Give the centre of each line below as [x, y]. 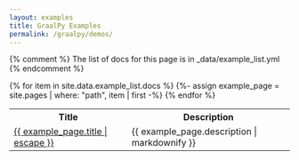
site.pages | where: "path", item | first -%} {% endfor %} [113, 95]
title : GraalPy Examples [55, 26]
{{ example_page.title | [61, 132]
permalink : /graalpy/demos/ [61, 34]
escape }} [34, 143]
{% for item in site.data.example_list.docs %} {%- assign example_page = [145, 86]
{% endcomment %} [47, 68]
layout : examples [41, 17]
